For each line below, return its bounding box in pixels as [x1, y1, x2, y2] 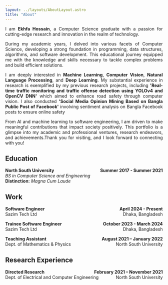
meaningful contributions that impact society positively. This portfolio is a [5, 123, 163, 130]
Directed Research [5, 268, 45, 275]
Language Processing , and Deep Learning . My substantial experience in [5, 77, 163, 83]
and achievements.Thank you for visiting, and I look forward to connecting [5, 134, 163, 140]
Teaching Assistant [5, 236, 46, 242]
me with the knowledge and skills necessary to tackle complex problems [5, 56, 163, 62]
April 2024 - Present [119, 206, 163, 212]
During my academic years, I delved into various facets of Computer [5, 40, 163, 46]
